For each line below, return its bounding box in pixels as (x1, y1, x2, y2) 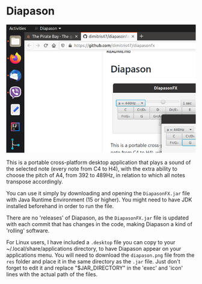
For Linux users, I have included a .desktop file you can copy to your (6, 239, 176, 246)
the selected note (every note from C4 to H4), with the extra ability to (6, 165, 177, 172)
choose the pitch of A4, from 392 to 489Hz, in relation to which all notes (6, 172, 185, 179)
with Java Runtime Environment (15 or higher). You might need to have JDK (6, 196, 192, 203)
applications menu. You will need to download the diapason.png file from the (6, 251, 195, 259)
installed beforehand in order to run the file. (6, 203, 114, 210)
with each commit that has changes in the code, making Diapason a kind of (6, 221, 192, 228)
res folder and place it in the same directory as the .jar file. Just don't (6, 258, 180, 265)
